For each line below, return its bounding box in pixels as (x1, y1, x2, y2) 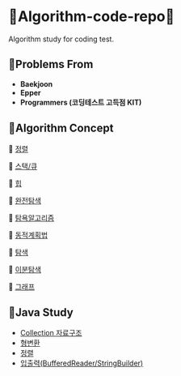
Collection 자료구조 (19, 328, 82, 338)
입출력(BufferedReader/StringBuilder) (19, 358, 144, 368)
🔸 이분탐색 (8, 264, 42, 274)
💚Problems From (8, 58, 94, 71)
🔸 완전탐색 (8, 195, 42, 205)
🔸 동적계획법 (8, 230, 48, 240)
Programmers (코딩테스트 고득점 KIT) (19, 97, 142, 107)
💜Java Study (8, 305, 74, 319)
